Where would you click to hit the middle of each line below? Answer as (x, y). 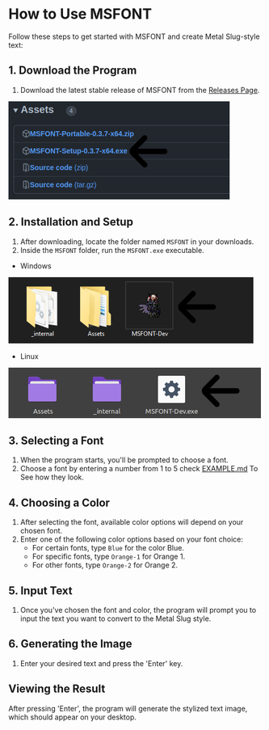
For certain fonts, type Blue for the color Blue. (108, 548)
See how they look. (52, 477)
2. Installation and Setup (71, 222)
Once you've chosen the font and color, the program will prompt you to (138, 610)
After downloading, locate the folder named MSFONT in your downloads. (137, 241)
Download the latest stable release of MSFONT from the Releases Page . (140, 90)
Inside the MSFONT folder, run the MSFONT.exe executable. (112, 250)
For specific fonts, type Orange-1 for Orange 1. (109, 557)
